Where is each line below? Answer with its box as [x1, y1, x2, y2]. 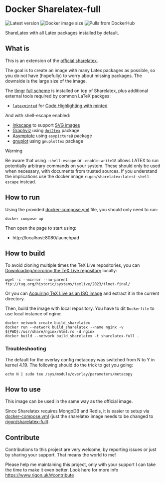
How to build [5, 249, 45, 257]
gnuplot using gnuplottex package [12, 138, 84, 144]
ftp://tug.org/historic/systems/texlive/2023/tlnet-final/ [5, 282, 131, 287]
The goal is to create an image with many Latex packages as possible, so [5, 67, 156, 73]
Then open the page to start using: [5, 225, 76, 231]
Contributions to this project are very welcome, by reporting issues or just [5, 446, 157, 452]
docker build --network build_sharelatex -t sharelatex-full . [5, 334, 140, 339]
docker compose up [5, 216, 43, 221]
